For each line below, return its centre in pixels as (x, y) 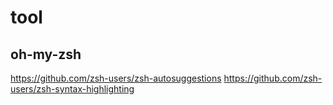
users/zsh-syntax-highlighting (72, 89)
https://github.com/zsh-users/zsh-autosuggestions (116, 78)
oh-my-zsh (46, 54)
